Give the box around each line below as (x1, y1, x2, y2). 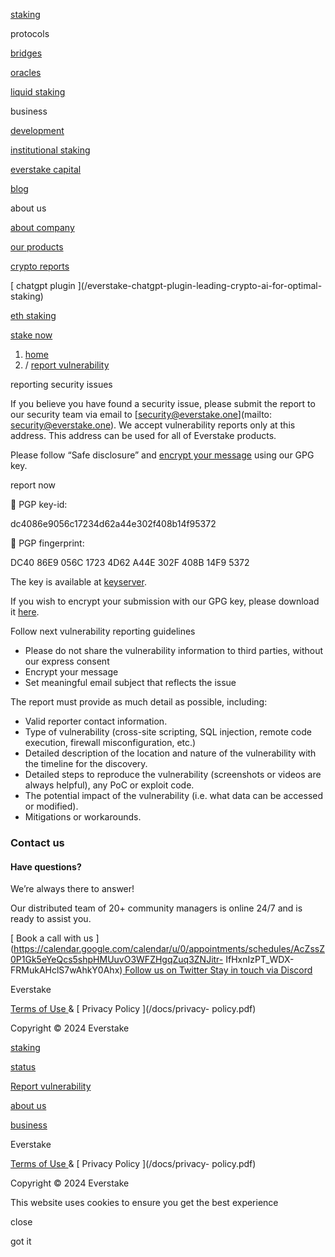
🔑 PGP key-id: (10, 499, 68, 510)
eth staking (10, 310, 57, 321)
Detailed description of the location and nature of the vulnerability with (24, 747, 317, 759)
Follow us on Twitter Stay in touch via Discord (124, 964, 313, 976)
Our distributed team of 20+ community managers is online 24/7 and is (10, 902, 303, 914)
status (10, 1061, 37, 1073)
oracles (10, 67, 42, 78)
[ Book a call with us (10, 932, 94, 944)
